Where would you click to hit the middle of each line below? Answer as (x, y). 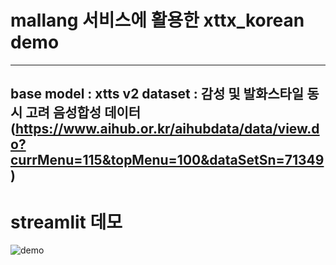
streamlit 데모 (66, 222)
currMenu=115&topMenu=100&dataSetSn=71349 (167, 160)
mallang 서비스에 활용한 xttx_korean (157, 20)
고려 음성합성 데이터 (83, 112)
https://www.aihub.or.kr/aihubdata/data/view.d (167, 129)
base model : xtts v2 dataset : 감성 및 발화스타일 (157, 94)
